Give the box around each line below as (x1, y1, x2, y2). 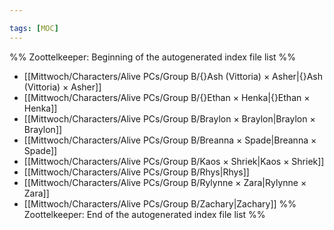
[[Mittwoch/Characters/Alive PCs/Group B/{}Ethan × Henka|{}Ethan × (23, 91, 311, 103)
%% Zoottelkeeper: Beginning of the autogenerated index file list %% (9, 51, 297, 63)
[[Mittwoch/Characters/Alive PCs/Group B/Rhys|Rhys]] (23, 166, 250, 178)
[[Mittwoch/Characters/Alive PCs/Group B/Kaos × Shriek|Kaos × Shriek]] (23, 155, 325, 167)
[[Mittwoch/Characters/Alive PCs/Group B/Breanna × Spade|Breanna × (23, 134, 317, 146)
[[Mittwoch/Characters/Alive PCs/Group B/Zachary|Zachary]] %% (23, 197, 297, 210)
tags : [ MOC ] (9, 23, 59, 33)
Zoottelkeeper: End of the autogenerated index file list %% (23, 208, 266, 220)
